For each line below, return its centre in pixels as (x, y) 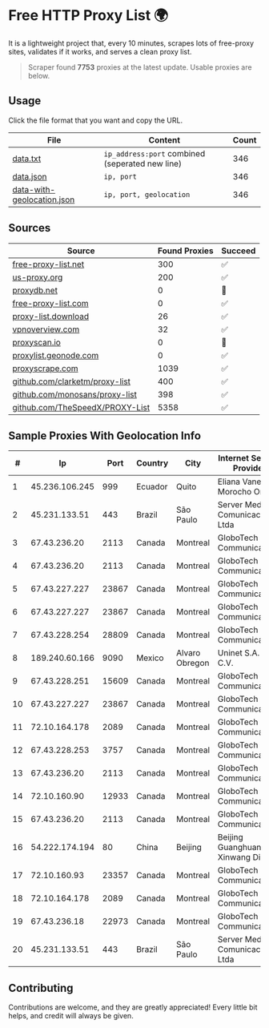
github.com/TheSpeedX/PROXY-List (81, 407)
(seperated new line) (143, 163)
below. (39, 75)
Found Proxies (185, 251)
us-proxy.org (38, 277)
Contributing (41, 988)
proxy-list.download (51, 316)
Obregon (193, 663)
